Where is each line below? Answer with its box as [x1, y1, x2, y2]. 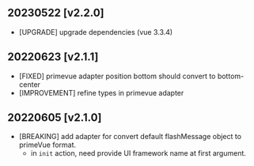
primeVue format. [18, 140, 77, 149]
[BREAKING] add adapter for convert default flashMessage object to [18, 132, 242, 141]
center [18, 79, 41, 89]
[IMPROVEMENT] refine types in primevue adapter [18, 88, 184, 97]
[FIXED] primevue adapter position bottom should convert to [18, 71, 216, 81]
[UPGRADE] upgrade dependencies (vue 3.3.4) [18, 27, 173, 36]
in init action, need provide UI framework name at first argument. [30, 149, 247, 158]
